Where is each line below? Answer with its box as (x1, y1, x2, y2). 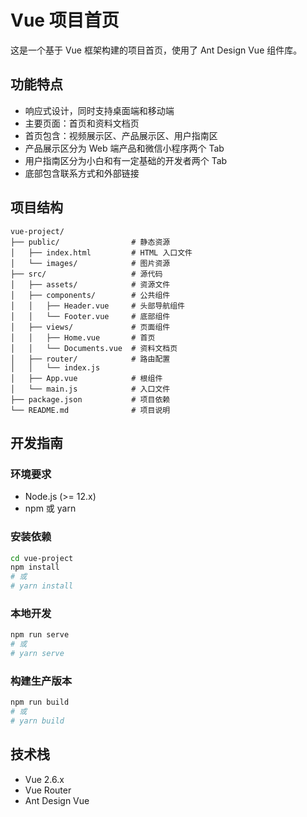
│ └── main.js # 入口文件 (10, 384, 171, 394)
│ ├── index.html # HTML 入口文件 (10, 247, 193, 258)
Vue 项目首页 (10, 9, 120, 32)
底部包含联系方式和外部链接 (24, 167, 140, 179)
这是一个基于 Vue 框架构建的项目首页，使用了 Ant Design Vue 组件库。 (10, 44, 303, 56)
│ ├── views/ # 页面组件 (10, 322, 171, 332)
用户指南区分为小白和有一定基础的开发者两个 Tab (24, 154, 228, 166)
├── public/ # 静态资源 (10, 237, 171, 247)
